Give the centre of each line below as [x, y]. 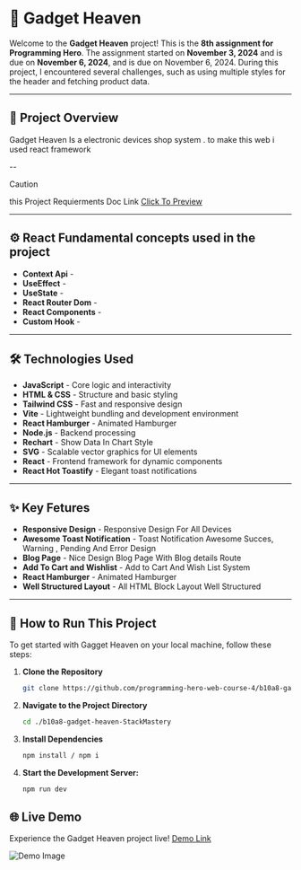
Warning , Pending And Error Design [89, 549]
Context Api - [48, 274]
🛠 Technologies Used [72, 359]
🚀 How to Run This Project [83, 623]
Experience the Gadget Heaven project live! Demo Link [111, 839]
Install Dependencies [62, 739]
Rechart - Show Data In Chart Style [88, 443]
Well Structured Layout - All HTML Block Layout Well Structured [142, 586]
